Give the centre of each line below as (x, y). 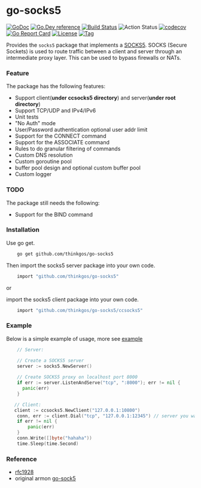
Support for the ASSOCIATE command (62, 143)
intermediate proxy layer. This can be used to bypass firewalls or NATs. (94, 57)
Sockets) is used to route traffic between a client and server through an (94, 51)
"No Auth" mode (35, 123)
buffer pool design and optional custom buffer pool (77, 168)
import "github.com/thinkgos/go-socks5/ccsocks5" (80, 310)
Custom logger (33, 174)
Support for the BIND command (54, 214)
